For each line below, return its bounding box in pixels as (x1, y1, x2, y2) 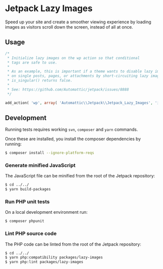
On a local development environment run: (5, 209, 88, 215)
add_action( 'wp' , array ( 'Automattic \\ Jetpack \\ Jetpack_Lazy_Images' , (5, 100, 153, 105)
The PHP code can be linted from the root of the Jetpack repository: (5, 241, 142, 247)
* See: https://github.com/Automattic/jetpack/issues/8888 (7, 87, 130, 92)
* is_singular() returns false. (7, 78, 73, 83)
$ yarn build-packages (5, 187, 51, 192)
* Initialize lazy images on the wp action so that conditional (7, 55, 140, 61)
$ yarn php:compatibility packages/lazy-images (5, 255, 103, 260)
